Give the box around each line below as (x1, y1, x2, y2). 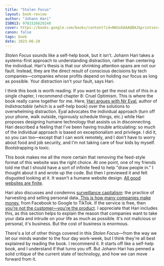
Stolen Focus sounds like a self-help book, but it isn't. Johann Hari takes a (5, 52, 154, 58)
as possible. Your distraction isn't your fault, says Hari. (5, 78, 115, 84)
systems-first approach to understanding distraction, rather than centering (5, 57, 155, 63)
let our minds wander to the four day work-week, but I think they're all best (5, 235, 155, 241)
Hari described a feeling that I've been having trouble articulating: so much (5, 124, 156, 130)
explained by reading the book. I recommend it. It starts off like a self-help (5, 240, 154, 246)
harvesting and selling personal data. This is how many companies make (5, 195, 151, 201)
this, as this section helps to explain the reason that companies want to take (5, 210, 158, 216)
